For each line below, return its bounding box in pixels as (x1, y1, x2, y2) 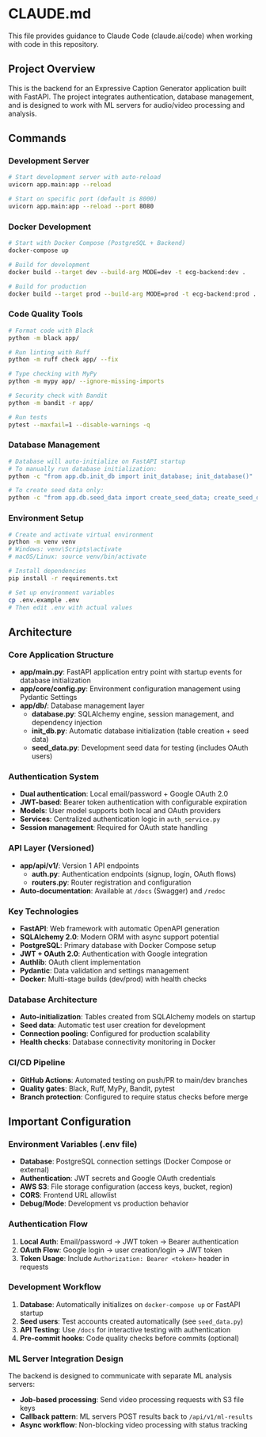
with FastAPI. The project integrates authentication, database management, (8, 92, 255, 101)
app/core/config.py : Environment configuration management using (19, 684, 241, 694)
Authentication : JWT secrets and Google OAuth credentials (19, 1174, 216, 1183)
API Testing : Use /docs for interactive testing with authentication (19, 1324, 231, 1334)
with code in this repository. (8, 39, 99, 48)
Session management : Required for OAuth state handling (19, 823, 208, 832)
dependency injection (31, 718, 103, 728)
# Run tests (8, 413, 47, 421)
